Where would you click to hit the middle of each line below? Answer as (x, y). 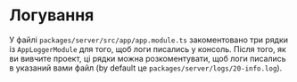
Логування (52, 15)
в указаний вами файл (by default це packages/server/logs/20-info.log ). (146, 68)
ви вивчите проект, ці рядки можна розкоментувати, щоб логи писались (148, 58)
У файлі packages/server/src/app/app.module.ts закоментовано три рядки (148, 40)
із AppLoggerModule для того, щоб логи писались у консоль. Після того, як (148, 48)
